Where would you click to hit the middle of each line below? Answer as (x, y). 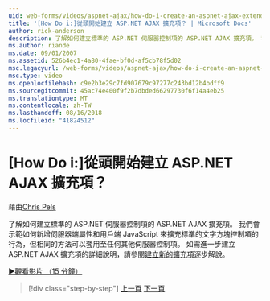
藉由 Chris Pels (32, 207)
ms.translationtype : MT (48, 98)
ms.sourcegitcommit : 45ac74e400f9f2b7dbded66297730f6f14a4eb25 (117, 91)
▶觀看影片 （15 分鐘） (45, 271)
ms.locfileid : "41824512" (51, 121)
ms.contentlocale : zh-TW (50, 105)
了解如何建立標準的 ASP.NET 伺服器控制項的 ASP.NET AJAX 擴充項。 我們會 (134, 224)
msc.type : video (35, 76)
